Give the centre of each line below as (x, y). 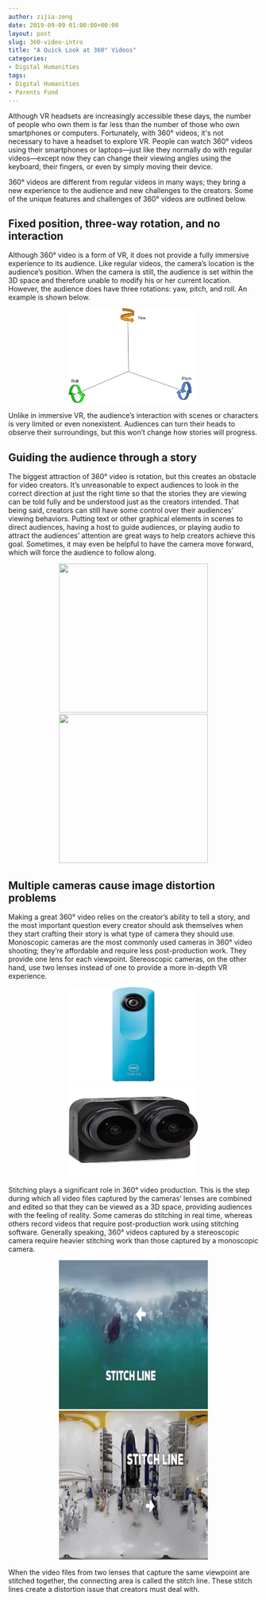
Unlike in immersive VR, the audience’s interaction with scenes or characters (133, 415)
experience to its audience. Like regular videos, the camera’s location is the (131, 264)
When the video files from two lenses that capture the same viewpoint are (129, 1572)
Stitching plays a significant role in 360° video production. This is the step (129, 1190)
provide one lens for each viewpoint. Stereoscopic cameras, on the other (128, 959)
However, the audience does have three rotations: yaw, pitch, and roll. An (128, 289)
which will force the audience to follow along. (82, 553)
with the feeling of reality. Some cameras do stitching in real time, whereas (130, 1215)
